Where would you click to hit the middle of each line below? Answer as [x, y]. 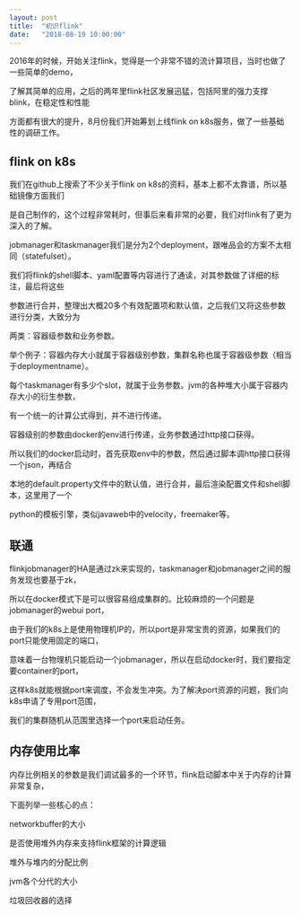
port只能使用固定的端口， [56, 640]
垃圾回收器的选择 [41, 900]
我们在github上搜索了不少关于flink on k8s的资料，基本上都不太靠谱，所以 [144, 184]
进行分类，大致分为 [45, 317]
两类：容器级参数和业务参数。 [64, 336]
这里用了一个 [48, 496]
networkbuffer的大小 [47, 823]
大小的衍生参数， [48, 397]
